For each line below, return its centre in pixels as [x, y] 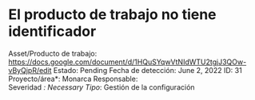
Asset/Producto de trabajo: [53, 53]
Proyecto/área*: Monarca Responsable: [73, 79]
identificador [52, 31]
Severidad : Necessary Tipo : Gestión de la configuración [102, 87]
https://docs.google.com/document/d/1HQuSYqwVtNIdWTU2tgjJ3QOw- [127, 62]
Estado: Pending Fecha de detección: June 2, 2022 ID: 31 [147, 70]
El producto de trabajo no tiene [113, 15]
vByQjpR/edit [30, 70]
